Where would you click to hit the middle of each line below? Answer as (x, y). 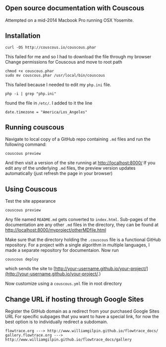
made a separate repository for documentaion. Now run (62, 250)
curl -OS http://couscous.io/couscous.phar (51, 47)
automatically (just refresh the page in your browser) (59, 173)
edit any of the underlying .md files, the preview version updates (70, 168)
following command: (26, 144)
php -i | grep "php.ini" (31, 94)
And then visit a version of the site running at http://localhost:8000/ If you (80, 163)
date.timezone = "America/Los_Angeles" (46, 112)
